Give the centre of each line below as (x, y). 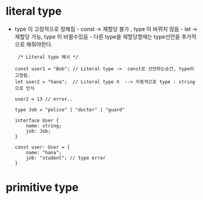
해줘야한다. (39, 44)
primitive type (42, 187)
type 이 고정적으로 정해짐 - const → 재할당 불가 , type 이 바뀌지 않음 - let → (106, 29)
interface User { (37, 120)
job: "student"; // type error (66, 158)
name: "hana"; (44, 152)
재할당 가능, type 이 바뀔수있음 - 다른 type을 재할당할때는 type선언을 (97, 36)
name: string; (44, 126)
